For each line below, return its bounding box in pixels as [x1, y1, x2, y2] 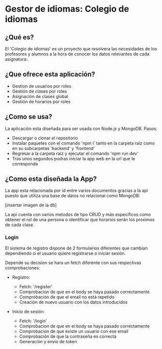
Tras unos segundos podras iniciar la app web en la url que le [12, 155, 135, 161]
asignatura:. [5, 56, 29, 62]
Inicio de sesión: [12, 308, 45, 314]
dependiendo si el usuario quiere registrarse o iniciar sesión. [5, 250, 126, 256]
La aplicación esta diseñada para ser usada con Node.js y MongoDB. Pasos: [5, 125, 158, 132]
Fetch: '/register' [19, 283, 53, 289]
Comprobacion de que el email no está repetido [19, 294, 115, 299]
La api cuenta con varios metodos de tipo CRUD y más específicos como [5, 212, 151, 217]
